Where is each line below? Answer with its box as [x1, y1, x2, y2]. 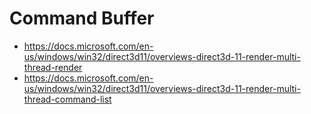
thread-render [23, 61, 83, 73]
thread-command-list [23, 93, 112, 105]
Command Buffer [9, 7, 155, 30]
